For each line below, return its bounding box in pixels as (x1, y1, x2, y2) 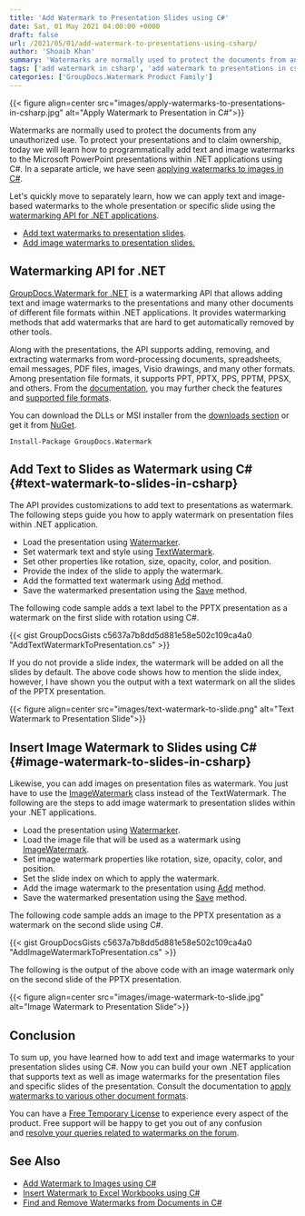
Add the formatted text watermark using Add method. (22, 575, 224, 586)
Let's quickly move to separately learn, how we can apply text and (9, 190, 257, 201)
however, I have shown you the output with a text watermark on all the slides (9, 676, 296, 687)
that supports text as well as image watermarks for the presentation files (9, 1071, 280, 1081)
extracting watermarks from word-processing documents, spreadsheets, (9, 354, 282, 364)
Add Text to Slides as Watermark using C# (9, 461, 252, 477)
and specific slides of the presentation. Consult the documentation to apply (9, 1081, 291, 1091)
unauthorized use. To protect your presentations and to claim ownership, (9, 134, 281, 145)
